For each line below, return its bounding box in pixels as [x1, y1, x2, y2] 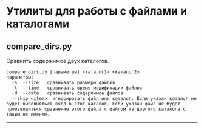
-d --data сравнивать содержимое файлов [12, 90, 123, 96]
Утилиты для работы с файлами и [6, 4, 187, 18]
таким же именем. [6, 111, 50, 117]
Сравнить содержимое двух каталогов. [6, 58, 109, 64]
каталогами [6, 17, 70, 31]
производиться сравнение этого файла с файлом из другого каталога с [6, 106, 186, 112]
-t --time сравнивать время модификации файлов [12, 85, 143, 91]
